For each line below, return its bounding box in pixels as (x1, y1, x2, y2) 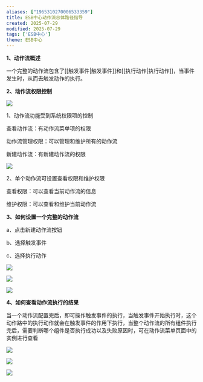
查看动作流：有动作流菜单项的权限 (6, 125, 91, 132)
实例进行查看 (6, 334, 38, 341)
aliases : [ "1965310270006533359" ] (6, 8, 94, 15)
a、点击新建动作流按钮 (6, 226, 62, 233)
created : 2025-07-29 (6, 20, 59, 26)
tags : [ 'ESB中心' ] (6, 31, 51, 38)
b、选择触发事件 (6, 239, 47, 246)
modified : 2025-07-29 (6, 25, 61, 32)
